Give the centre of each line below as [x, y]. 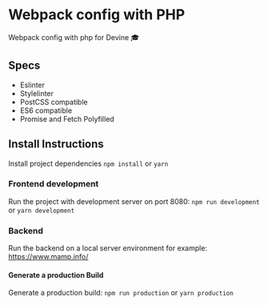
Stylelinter [37, 93]
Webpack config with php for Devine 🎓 [74, 37]
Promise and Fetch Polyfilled [67, 118]
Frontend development [54, 184]
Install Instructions [56, 144]
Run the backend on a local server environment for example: [108, 248]
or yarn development [42, 210]
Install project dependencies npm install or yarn [88, 163]
